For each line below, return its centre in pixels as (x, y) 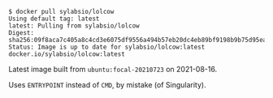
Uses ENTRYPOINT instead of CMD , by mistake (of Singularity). (107, 85)
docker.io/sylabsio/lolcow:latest (67, 54)
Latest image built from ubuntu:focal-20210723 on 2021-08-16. (113, 69)
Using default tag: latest (54, 19)
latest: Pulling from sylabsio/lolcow (74, 26)
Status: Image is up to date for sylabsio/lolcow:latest (107, 47)
